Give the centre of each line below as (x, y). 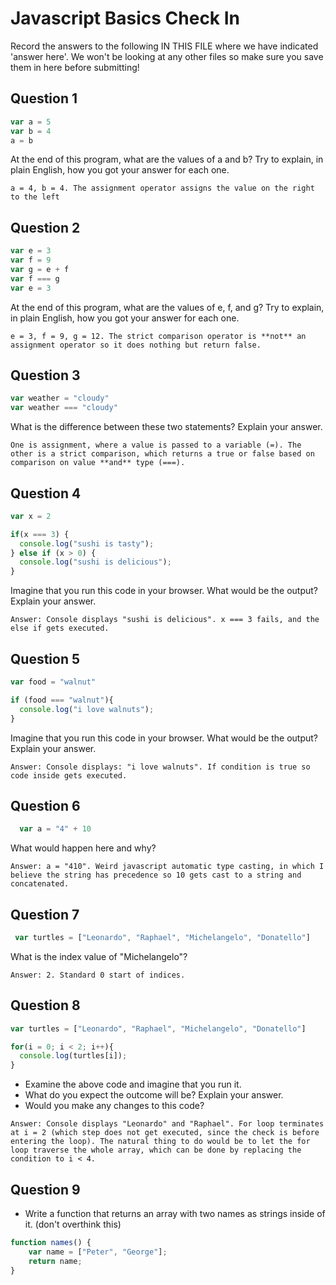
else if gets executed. (60, 628)
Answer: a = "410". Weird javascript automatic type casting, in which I (167, 867)
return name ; (55, 1261)
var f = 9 (31, 260)
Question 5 (45, 658)
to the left (35, 197)
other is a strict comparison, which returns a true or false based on (162, 454)
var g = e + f (40, 269)
